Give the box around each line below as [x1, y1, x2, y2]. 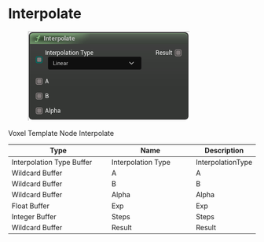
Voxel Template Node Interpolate [8, 128, 115, 137]
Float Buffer [11, 201, 49, 211]
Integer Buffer [11, 211, 57, 221]
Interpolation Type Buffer [11, 157, 93, 167]
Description [204, 146, 244, 156]
